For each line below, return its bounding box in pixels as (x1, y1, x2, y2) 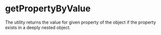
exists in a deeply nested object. (5, 24, 71, 30)
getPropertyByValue (5, 3, 91, 14)
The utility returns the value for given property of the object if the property (5, 19, 156, 25)
